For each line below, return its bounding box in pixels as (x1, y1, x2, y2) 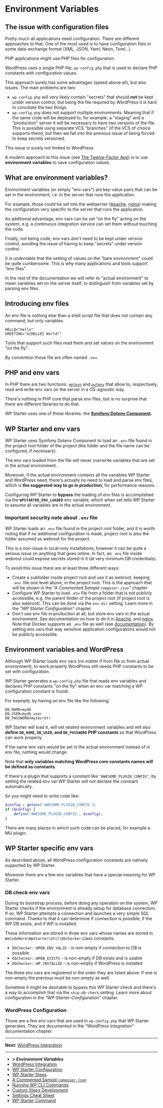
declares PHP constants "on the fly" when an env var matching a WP (5, 683, 143, 689)
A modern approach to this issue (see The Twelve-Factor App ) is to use (5, 154, 148, 160)
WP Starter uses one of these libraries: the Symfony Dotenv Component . (5, 410, 152, 417)
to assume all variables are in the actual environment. (5, 502, 112, 508)
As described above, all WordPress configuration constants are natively (5, 857, 148, 863)
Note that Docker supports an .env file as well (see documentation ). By (12, 621, 154, 627)
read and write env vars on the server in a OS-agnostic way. (5, 387, 125, 392)
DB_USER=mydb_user (5, 712, 42, 717)
